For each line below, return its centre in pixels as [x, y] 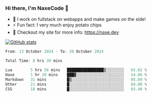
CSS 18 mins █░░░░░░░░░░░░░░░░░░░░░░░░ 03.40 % [76, 89]
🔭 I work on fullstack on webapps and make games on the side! [79, 19]
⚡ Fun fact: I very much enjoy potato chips [57, 25]
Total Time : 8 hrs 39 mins [34, 61]
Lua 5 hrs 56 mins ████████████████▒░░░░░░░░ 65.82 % [76, 70]
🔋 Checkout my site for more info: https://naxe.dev [66, 32]
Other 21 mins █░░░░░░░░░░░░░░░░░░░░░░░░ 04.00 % [76, 84]
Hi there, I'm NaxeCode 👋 [37, 8]
